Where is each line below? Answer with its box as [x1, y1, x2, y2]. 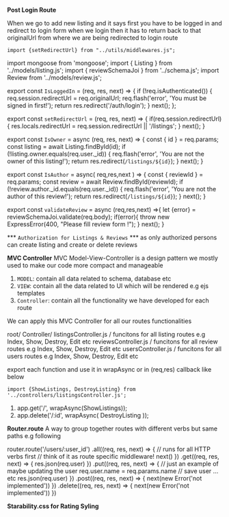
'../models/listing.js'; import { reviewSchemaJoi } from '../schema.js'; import [7, 67, 219, 74]
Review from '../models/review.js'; [7, 73, 103, 82]
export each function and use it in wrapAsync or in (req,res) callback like [7, 365, 212, 373]
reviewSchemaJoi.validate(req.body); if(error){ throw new [7, 213, 170, 221]
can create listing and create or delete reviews [7, 241, 138, 249]
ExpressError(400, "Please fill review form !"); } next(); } [7, 220, 165, 228]
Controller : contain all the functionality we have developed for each [16, 296, 210, 304]
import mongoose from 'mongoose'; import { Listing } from [7, 59, 173, 67]
